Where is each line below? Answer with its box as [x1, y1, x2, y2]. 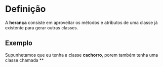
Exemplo [5, 39, 33, 47]
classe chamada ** [5, 57, 44, 63]
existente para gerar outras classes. [5, 24, 78, 30]
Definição [5, 3, 46, 15]
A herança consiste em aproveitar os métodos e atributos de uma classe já [5, 20, 158, 25]
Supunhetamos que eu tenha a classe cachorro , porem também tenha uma [5, 52, 158, 58]
